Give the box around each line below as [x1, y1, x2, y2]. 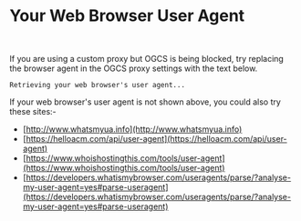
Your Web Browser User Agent [9, 5, 245, 26]
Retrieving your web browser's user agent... [9, 80, 185, 89]
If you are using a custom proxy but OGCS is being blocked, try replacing [9, 53, 285, 64]
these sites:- [9, 105, 57, 116]
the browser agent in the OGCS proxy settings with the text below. [9, 63, 258, 74]
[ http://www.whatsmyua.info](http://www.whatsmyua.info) [22, 124, 243, 135]
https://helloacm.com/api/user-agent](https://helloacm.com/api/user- [26, 133, 287, 144]
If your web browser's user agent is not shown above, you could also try [9, 96, 281, 107]
